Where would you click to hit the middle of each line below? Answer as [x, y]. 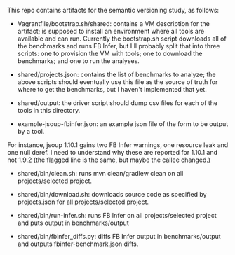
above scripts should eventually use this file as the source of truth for [117, 82]
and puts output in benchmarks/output [73, 223]
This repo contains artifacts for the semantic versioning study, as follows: [113, 10]
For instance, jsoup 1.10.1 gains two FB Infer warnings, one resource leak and [118, 145]
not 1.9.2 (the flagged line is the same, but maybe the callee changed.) [109, 160]
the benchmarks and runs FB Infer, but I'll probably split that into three [119, 46]
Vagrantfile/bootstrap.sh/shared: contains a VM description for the [114, 23]
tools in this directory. [49, 110]
